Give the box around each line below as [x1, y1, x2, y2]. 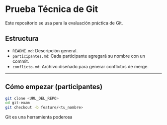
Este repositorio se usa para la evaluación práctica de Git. [5, 20, 123, 26]
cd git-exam [5, 101, 30, 106]
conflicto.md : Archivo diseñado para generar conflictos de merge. [12, 63, 149, 69]
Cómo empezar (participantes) [5, 83, 103, 91]
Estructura [5, 34, 39, 43]
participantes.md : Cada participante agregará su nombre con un [12, 53, 146, 59]
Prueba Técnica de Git [5, 3, 98, 15]
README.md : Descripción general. [12, 47, 78, 53]
